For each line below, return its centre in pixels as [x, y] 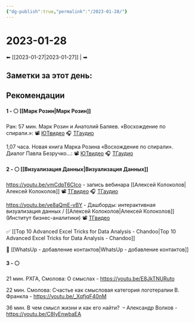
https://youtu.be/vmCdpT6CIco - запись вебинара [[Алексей [81, 184]
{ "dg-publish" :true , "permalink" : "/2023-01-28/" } [67, 11]
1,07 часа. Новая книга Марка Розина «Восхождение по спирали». [90, 146]
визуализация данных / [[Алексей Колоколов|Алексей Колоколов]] [90, 211]
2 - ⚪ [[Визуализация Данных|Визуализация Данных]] [77, 169]
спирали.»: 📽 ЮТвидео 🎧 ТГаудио [50, 133]
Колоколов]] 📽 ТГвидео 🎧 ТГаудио [73, 191]
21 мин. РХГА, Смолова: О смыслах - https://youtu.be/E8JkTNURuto [91, 278]
